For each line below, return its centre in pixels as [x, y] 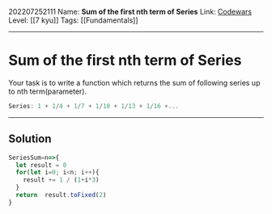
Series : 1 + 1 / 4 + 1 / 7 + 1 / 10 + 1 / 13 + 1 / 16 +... [94, 106]
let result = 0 [41, 165]
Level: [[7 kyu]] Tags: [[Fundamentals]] [73, 20]
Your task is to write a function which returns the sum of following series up [134, 82]
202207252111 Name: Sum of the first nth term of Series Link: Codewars [130, 12]
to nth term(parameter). [48, 91]
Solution [30, 139]
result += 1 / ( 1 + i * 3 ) [61, 180]
